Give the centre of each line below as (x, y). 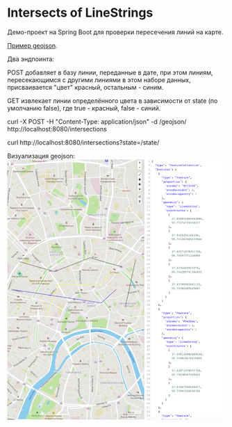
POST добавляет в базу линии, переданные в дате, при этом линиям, (110, 72)
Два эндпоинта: (31, 59)
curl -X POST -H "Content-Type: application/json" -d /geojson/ (97, 121)
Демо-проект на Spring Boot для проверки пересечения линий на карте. (115, 32)
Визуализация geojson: (41, 156)
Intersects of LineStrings (80, 13)
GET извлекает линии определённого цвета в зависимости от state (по (113, 100)
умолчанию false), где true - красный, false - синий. (84, 108)
